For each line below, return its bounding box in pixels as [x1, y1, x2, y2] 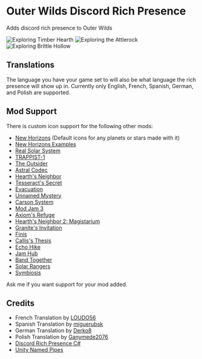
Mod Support [6, 106, 57, 117]
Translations [6, 60, 55, 70]
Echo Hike [15, 243, 41, 250]
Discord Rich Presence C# [15, 340, 81, 347]
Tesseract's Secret [15, 179, 62, 186]
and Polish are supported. [6, 89, 71, 96]
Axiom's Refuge [15, 211, 55, 218]
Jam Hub [15, 250, 38, 257]
